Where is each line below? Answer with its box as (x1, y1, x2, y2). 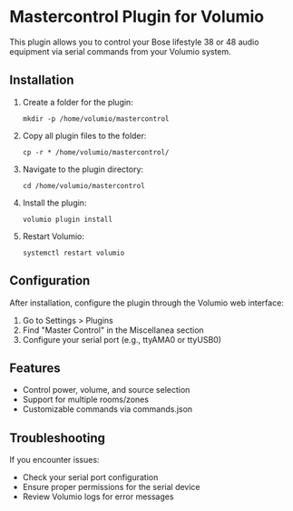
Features (9, 360, 61, 376)
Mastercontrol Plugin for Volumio (9, 6, 265, 27)
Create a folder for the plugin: (22, 96, 133, 107)
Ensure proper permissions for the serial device (22, 482, 201, 493)
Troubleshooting (9, 430, 106, 446)
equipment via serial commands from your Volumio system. (9, 45, 231, 56)
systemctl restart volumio (22, 248, 125, 257)
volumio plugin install (22, 215, 113, 224)
